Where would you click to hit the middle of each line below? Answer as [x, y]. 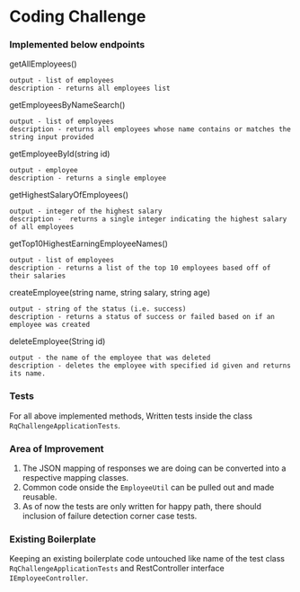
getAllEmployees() [44, 64]
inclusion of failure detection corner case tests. [110, 516]
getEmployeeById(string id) [60, 154]
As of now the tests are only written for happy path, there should [142, 507]
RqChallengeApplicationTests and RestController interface [117, 569]
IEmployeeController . [49, 578]
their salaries [38, 276]
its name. [28, 374]
